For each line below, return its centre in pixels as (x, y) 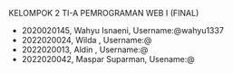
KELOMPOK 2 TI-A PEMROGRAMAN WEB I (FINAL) (104, 13)
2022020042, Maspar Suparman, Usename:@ (108, 59)
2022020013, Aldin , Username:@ (85, 50)
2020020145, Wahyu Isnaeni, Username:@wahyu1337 (122, 30)
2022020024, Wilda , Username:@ (87, 40)
